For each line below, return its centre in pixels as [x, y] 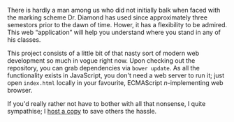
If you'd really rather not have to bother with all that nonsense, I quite [107, 104]
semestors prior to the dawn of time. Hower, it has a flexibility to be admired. [117, 25]
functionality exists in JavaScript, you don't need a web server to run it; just [116, 75]
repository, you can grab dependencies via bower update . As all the [104, 68]
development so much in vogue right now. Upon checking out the [101, 61]
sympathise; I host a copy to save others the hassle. [82, 111]
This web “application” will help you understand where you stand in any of [114, 32]
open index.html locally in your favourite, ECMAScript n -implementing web [115, 83]
